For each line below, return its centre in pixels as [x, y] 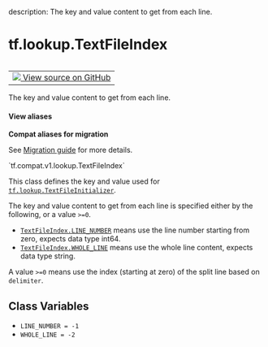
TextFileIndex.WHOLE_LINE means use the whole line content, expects [136, 248]
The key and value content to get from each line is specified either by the [131, 206]
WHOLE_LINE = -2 [48, 335]
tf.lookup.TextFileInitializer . [62, 190]
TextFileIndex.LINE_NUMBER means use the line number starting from [135, 230]
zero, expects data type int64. [70, 239]
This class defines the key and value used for [84, 181]
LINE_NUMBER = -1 [50, 326]
